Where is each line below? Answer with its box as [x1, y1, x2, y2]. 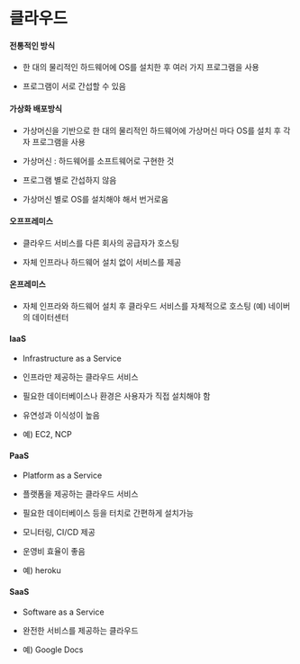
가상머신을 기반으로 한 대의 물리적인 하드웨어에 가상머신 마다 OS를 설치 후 [22, 125, 282, 136]
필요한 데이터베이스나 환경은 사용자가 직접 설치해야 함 [22, 390, 211, 401]
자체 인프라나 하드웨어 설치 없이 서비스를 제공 [22, 256, 182, 267]
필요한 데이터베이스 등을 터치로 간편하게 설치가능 [22, 507, 194, 518]
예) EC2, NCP [22, 429, 72, 440]
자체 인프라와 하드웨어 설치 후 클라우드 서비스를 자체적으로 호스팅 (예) [22, 301, 267, 311]
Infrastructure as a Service [22, 353, 122, 364]
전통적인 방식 [9, 40, 56, 50]
